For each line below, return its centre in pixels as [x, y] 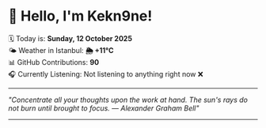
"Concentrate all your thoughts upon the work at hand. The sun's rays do [128, 100]
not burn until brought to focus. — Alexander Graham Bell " [104, 108]
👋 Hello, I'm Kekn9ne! [80, 16]
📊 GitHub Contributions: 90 [54, 62]
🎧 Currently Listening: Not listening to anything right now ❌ [106, 73]
